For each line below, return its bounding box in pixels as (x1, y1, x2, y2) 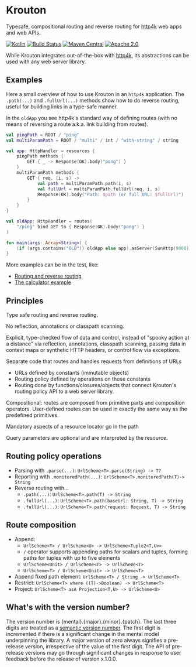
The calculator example (14, 279, 71, 286)
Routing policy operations (6, 451, 102, 461)
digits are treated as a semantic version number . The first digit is (6, 624, 161, 631)
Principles (6, 296, 44, 306)
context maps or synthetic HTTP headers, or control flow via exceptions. (6, 347, 181, 354)
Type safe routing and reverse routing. (6, 312, 98, 319)
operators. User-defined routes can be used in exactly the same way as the (6, 405, 188, 413)
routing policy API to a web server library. (14, 388, 114, 395)
